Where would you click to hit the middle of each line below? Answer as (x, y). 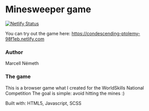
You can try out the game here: (38, 33)
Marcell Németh (22, 63)
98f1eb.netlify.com (25, 39)
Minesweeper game (48, 9)
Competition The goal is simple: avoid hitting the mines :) (65, 93)
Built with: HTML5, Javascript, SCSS (43, 103)
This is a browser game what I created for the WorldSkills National (75, 87)
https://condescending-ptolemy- (106, 33)
